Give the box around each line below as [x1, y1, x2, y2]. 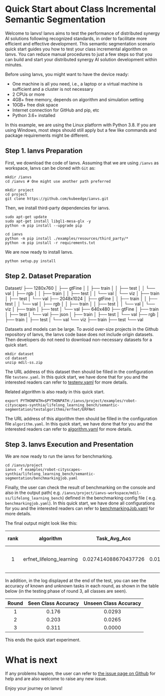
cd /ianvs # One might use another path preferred [5, 179, 111, 184]
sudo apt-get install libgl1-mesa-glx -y [5, 219, 91, 224]
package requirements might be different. [5, 132, 89, 138]
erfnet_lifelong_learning [23, 556, 78, 563]
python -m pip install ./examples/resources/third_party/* [5, 236, 129, 241]
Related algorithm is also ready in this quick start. [5, 388, 105, 394]
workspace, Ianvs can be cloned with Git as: [5, 165, 96, 171]
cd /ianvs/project [5, 463, 43, 468]
